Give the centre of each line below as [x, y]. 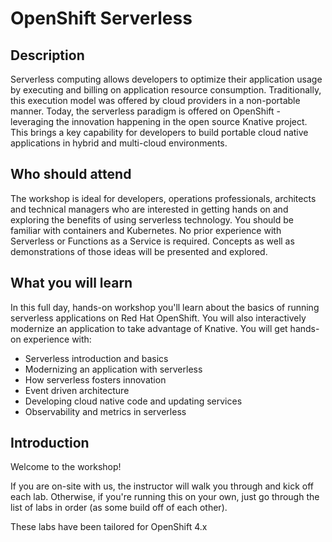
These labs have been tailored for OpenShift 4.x [109, 527]
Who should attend [71, 174]
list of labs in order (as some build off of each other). [119, 508]
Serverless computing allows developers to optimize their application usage [166, 79]
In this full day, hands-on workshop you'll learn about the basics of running [165, 307]
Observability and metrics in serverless [105, 411]
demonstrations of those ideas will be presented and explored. [139, 251]
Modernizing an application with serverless [113, 369]
